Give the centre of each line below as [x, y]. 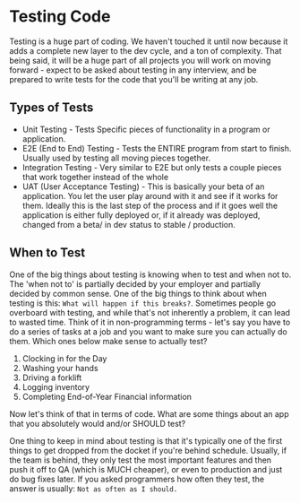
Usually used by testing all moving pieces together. [116, 158]
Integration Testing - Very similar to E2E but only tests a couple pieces [152, 167]
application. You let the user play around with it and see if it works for [150, 195]
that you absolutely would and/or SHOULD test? [98, 423]
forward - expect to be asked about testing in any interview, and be [133, 70]
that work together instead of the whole [95, 177]
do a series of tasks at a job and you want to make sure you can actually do [149, 331]
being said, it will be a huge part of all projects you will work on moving [140, 60]
